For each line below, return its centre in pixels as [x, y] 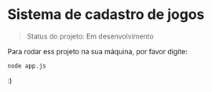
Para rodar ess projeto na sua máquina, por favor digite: [97, 51]
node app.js [27, 66]
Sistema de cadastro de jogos [106, 15]
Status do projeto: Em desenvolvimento [90, 36]
